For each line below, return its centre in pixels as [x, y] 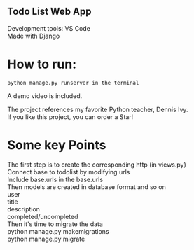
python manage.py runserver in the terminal [73, 83]
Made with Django [34, 36]
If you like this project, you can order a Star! [70, 117]
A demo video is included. [45, 96]
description [24, 209]
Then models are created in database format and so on [87, 187]
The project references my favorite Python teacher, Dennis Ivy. [98, 109]
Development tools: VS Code [49, 28]
